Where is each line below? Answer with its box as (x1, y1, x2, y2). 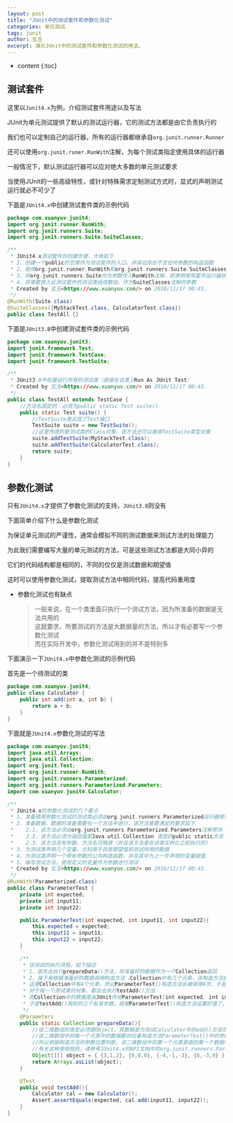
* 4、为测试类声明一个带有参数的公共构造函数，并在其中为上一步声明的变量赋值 (10, 853, 206, 859)
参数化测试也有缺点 (17, 590, 73, 599)
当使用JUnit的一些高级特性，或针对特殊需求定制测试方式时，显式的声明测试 (7, 177, 223, 185)
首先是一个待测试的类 (7, 669, 68, 678)
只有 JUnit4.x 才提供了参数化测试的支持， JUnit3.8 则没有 (7, 501, 166, 510)
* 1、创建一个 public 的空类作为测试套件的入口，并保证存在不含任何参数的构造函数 (10, 259, 214, 266)
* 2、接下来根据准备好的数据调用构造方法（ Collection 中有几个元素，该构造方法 (22, 974, 223, 981)
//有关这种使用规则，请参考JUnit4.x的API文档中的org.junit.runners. (32, 1046, 216, 1053)
